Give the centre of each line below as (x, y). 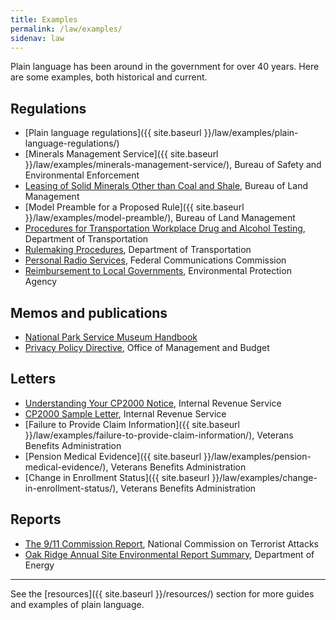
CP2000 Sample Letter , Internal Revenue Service (125, 413)
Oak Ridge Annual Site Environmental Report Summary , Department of (169, 554)
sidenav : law (37, 38)
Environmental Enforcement (82, 175)
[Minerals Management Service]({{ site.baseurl (121, 154)
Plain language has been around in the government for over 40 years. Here (165, 67)
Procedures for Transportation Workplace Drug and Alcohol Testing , (165, 228)
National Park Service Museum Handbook (111, 337)
